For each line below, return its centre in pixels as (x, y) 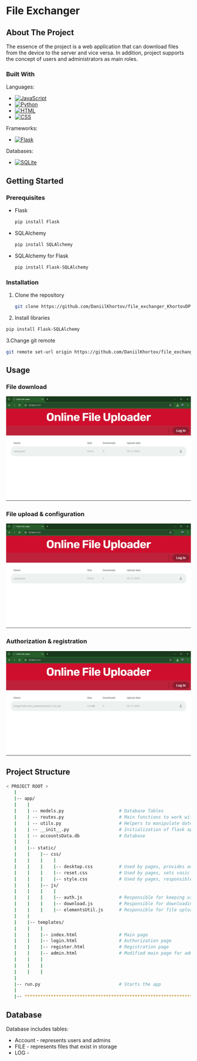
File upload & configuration (45, 514)
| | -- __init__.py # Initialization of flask (99, 829)
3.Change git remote (31, 340)
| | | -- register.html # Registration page (91, 947)
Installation (23, 282)
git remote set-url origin (39, 352)
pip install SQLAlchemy (44, 245)
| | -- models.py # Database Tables (89, 811)
